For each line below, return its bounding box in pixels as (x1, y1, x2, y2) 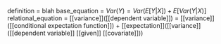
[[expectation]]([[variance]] (121, 22, 201, 29)
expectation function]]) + (47, 22, 120, 29)
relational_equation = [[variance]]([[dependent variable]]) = (7, 14, 179, 22)
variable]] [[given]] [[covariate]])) (46, 29, 144, 37)
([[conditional (7, 22, 46, 29)
